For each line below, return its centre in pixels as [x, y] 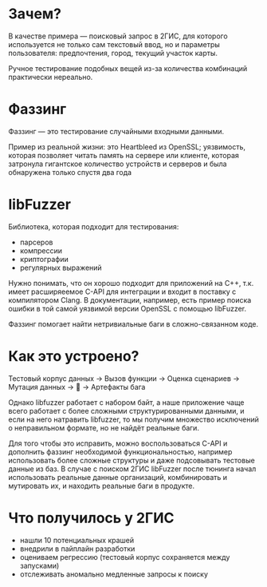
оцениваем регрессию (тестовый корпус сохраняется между [125, 557]
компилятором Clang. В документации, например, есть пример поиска [130, 299]
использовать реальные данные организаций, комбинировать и [118, 477]
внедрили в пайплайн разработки [77, 549]
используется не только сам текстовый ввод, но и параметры [114, 44]
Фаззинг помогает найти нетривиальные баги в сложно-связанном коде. [133, 323]
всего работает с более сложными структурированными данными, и [126, 411]
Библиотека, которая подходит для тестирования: [94, 226]
